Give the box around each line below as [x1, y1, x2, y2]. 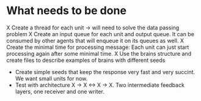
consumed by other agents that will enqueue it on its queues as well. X [6, 37, 185, 44]
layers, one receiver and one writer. [15, 88, 105, 95]
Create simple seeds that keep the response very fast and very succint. [15, 68, 196, 75]
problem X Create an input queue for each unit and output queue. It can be [6, 30, 194, 37]
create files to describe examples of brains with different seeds [6, 56, 166, 64]
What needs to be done [6, 4, 127, 18]
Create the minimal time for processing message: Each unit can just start [6, 43, 189, 51]
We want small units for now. [15, 75, 88, 82]
